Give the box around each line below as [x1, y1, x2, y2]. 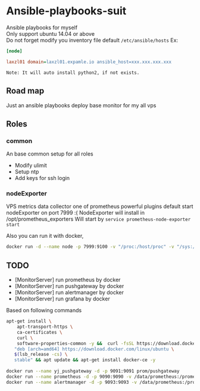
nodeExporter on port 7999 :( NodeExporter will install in [6, 209, 145, 216]
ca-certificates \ [17, 329, 62, 335]
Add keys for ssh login [14, 175, 70, 182]
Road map [6, 86, 45, 96]
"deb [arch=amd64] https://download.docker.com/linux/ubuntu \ [14, 346, 174, 352]
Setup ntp [14, 168, 39, 175]
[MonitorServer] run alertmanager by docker [14, 289, 124, 296]
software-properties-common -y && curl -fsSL [17, 340, 135, 346]
